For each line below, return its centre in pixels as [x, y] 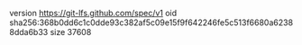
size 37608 [71, 32]
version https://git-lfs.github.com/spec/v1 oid [93, 13]
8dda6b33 [29, 32]
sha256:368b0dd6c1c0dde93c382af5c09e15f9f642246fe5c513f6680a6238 [151, 22]
